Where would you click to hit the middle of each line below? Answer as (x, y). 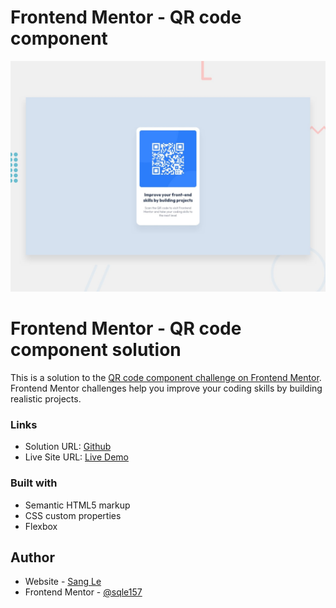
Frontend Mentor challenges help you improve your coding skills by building (166, 388)
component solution (96, 350)
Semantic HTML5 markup (77, 505)
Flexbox (41, 526)
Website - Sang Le (63, 582)
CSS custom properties (73, 515)
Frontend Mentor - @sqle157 (83, 592)
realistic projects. (46, 399)
